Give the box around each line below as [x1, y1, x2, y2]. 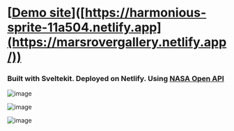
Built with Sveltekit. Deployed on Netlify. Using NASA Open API [7, 74, 224, 84]
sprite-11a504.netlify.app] [7, 19, 162, 35]
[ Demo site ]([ [7, 5, 86, 21]
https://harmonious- [84, 5, 207, 21]
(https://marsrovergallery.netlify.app [7, 35, 227, 50]
